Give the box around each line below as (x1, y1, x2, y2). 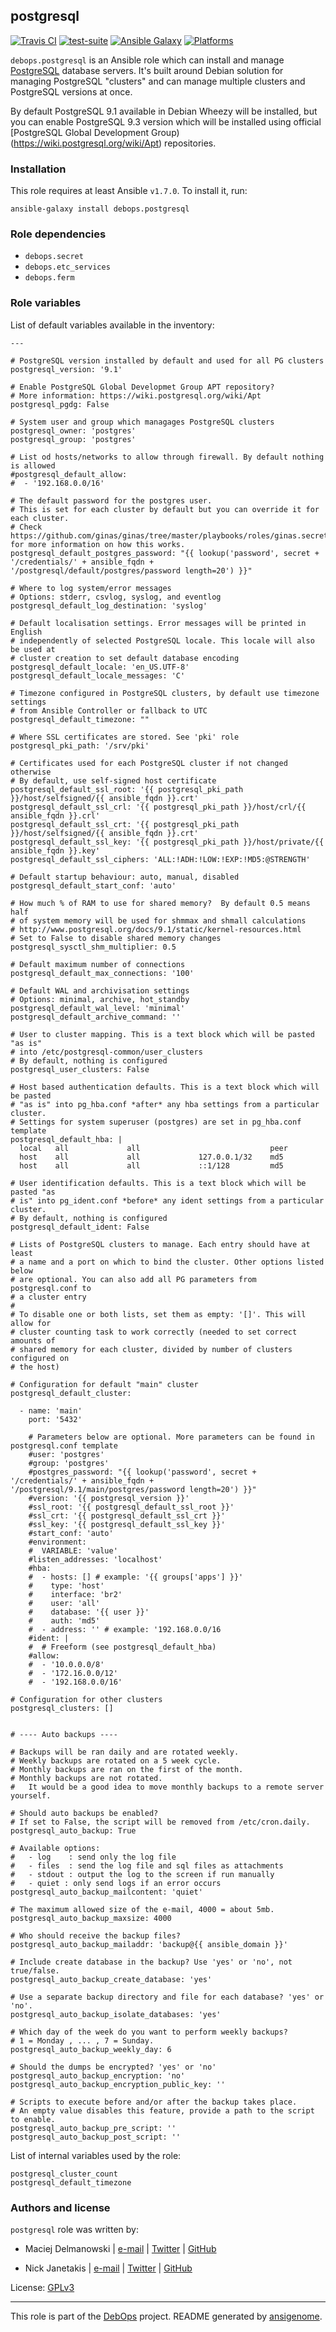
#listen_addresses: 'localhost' (28, 1554, 163, 1564)
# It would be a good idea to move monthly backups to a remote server (10, 1782, 325, 1792)
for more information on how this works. (10, 539, 186, 549)
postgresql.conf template (10, 1440, 118, 1451)
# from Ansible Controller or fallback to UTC (10, 705, 208, 716)
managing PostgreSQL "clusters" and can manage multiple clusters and (10, 75, 306, 87)
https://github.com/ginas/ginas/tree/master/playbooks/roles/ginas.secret (10, 530, 329, 541)
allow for (10, 1318, 52, 1328)
